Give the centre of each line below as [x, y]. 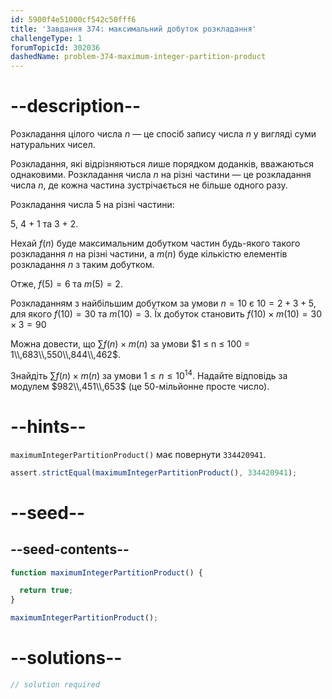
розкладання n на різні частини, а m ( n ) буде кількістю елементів [149, 254]
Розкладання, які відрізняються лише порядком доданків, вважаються [162, 164]
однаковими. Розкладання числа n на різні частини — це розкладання [161, 175]
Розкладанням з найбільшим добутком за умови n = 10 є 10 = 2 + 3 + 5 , [163, 303]
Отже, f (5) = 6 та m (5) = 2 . [66, 284]
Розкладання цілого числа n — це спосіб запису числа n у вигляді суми [163, 134]
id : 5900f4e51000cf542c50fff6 [73, 19]
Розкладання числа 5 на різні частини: [92, 205]
